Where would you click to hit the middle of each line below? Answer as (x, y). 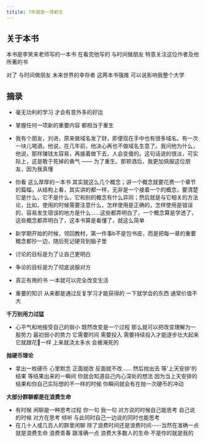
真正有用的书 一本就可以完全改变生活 (62, 281)
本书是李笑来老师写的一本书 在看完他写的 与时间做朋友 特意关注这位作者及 (100, 54)
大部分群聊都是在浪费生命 (39, 397)
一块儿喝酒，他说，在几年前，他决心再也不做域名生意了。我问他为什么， (106, 146)
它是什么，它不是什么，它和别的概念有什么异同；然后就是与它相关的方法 (106, 198)
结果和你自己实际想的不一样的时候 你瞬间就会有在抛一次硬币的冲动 (99, 384)
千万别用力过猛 (25, 314)
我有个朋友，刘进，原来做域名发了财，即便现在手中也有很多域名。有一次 (106, 138)
